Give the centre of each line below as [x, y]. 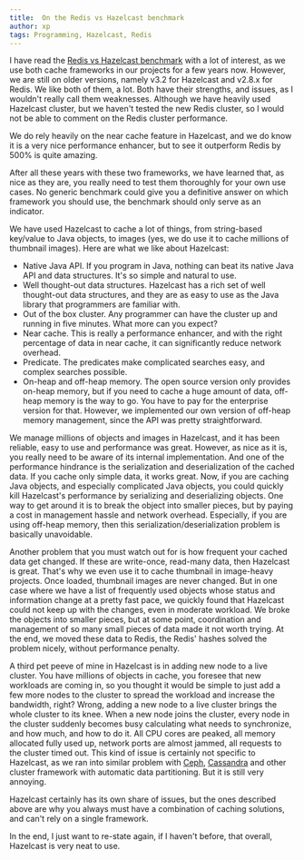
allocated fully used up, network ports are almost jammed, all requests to [146, 743]
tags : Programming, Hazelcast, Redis [81, 35]
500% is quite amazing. [54, 155]
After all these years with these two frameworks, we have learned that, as [147, 173]
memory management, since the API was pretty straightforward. [142, 420]
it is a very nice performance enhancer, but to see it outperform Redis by [145, 145]
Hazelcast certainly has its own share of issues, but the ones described [143, 799]
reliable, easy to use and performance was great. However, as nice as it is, [148, 448]
